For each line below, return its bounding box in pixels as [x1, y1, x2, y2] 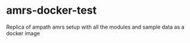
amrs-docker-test [6, 4, 97, 17]
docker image [6, 29, 40, 36]
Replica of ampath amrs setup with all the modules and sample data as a [6, 23, 185, 30]
